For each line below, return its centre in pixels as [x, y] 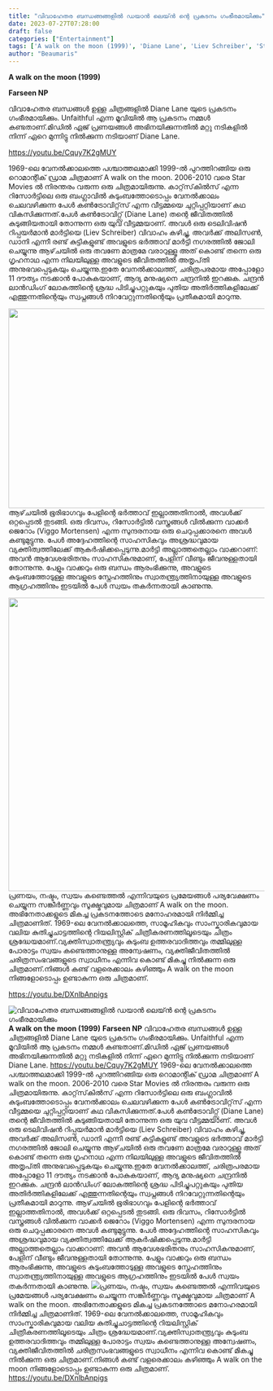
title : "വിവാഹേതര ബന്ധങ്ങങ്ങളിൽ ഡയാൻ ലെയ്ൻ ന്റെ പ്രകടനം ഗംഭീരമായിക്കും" [137, 16]
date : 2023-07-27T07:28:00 [54, 24]
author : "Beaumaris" [43, 54]
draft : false [30, 31]
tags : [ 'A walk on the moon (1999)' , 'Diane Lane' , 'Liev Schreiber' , [130, 46]
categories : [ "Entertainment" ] [61, 39]
